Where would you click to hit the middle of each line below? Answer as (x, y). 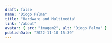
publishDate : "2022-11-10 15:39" (39, 33)
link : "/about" (21, 23)
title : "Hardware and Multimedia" (41, 19)
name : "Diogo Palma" (26, 14)
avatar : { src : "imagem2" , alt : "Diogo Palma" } (56, 28)
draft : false (19, 10)
